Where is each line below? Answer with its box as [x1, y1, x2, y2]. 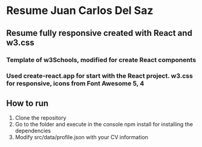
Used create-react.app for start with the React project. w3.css [6, 72, 194, 80]
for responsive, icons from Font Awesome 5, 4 [6, 80, 145, 88]
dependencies [15, 127, 51, 134]
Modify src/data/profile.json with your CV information [15, 134, 148, 141]
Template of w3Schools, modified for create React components [6, 55, 197, 64]
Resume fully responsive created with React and [6, 28, 192, 38]
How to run [6, 98, 49, 108]
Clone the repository [15, 114, 67, 121]
